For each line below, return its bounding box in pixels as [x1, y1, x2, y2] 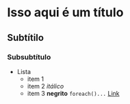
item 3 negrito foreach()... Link [27, 89, 120, 97]
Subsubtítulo [7, 52, 51, 62]
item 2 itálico [27, 82, 64, 90]
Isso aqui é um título [7, 5, 124, 20]
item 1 [27, 75, 44, 83]
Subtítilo [7, 32, 44, 44]
